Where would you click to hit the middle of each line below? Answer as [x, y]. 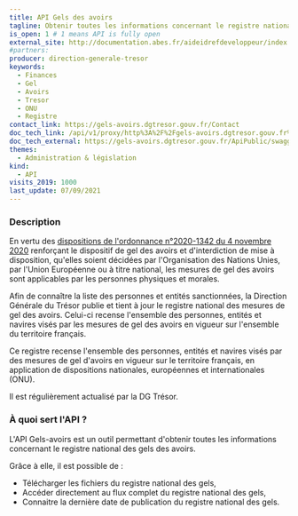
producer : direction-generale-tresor [79, 59]
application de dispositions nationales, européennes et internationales [137, 370]
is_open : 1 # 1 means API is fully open [85, 34]
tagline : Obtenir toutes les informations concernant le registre [134, 26]
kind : [19, 166]
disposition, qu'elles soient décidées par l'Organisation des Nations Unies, [145, 260]
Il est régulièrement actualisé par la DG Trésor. [94, 397]
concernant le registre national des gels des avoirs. [103, 449]
